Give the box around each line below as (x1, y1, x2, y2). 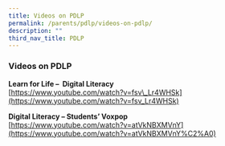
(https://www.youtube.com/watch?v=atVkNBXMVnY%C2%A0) (8, 128, 217, 138)
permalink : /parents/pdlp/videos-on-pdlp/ (8, 19, 153, 27)
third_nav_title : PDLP (8, 34, 84, 43)
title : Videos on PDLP (8, 11, 84, 20)
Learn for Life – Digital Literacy (8, 79, 114, 88)
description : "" (8, 26, 63, 34)
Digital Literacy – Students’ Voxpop (8, 112, 129, 121)
